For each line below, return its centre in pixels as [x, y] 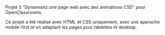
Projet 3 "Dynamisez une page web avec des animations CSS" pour [75, 7]
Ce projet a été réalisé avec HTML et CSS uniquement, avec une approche [82, 22]
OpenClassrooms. [24, 12]
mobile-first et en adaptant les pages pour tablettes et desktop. [71, 27]
